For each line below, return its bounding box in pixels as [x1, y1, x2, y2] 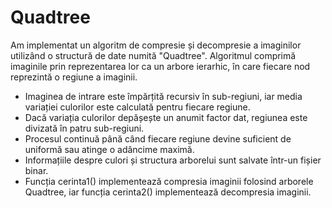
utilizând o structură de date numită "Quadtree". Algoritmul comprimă [10, 49, 297, 61]
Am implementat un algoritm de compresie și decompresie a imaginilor [10, 39, 302, 51]
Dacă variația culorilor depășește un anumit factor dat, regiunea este [24, 111, 308, 123]
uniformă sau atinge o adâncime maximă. [24, 143, 195, 155]
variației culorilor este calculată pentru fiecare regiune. [24, 101, 251, 113]
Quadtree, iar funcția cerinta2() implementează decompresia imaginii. [24, 186, 312, 198]
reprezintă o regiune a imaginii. [10, 71, 138, 83]
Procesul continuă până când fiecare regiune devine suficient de [24, 132, 292, 145]
